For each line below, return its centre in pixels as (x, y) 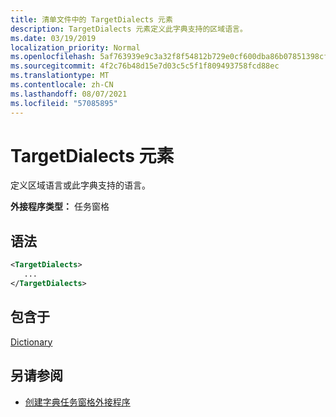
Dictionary (31, 342)
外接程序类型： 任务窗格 (60, 207)
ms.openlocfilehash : (53, 57)
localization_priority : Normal (75, 47)
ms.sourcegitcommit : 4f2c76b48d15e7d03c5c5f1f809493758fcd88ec (145, 66)
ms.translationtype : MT (60, 76)
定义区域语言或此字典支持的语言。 (80, 185)
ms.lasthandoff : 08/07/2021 (69, 94)
